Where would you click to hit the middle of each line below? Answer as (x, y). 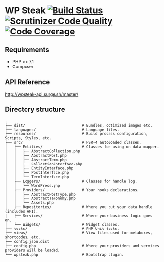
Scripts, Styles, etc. (28, 138)
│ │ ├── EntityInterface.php (39, 168)
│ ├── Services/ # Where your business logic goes (79, 216)
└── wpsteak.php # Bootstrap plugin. (65, 254)
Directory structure (35, 110)
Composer (23, 67)
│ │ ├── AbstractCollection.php (42, 151)
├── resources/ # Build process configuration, (77, 134)
